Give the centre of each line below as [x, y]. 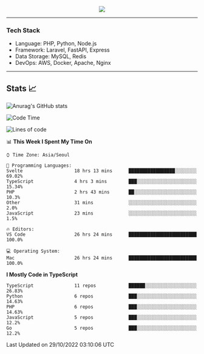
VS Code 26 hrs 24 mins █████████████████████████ [102, 235]
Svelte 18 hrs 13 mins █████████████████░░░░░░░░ [102, 171]
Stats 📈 [22, 88]
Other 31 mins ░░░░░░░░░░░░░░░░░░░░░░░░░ [102, 203]
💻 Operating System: [33, 252]
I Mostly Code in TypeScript [42, 275]
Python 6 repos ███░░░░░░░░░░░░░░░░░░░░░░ [102, 296]
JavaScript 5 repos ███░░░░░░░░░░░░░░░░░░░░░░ [102, 318]
